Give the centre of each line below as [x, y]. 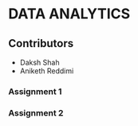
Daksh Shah [39, 62]
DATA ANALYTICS [69, 14]
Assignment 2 [36, 112]
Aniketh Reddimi [47, 71]
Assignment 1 [35, 91]
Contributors [41, 43]
